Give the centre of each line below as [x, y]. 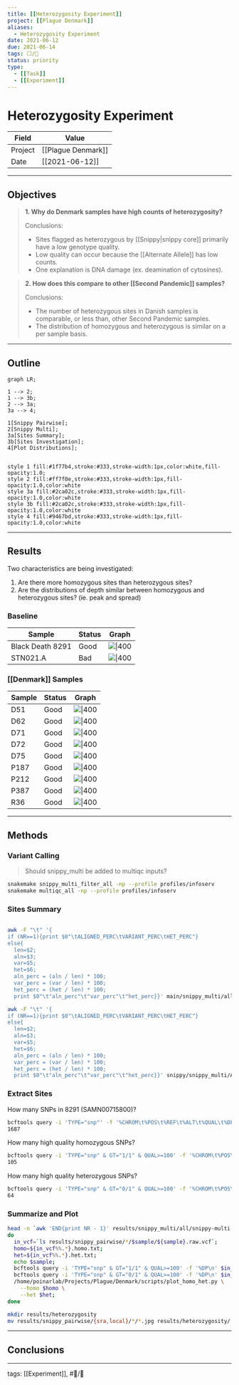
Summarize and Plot [43, 1214]
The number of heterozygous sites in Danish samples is [117, 312]
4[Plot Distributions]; [43, 448]
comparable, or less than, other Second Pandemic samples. [123, 319]
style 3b [20, 504]
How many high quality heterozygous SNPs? [72, 1176]
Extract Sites [30, 1093]
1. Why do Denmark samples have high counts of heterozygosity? [123, 212]
